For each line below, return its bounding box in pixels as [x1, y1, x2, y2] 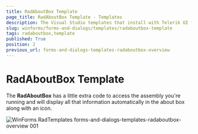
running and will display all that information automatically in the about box [6, 98, 185, 105]
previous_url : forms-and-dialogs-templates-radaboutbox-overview [6, 47, 170, 53]
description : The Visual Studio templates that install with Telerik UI [6, 19, 189, 25]
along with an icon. [6, 104, 52, 112]
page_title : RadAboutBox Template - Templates [6, 14, 123, 20]
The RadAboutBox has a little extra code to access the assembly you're [6, 92, 181, 99]
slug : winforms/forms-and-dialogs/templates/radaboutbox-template [6, 25, 173, 31]
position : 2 [6, 42, 35, 48]
